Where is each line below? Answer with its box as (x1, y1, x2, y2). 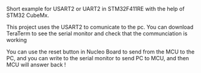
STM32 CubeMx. (6, 12, 50, 19)
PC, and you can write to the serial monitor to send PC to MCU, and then (6, 55, 189, 61)
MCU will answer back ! (6, 61, 66, 68)
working (6, 36, 28, 43)
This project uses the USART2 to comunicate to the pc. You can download (6, 24, 194, 30)
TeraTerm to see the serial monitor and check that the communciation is (6, 30, 188, 37)
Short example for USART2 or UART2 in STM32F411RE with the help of (6, 5, 185, 12)
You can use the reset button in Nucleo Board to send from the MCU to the (6, 48, 195, 55)
